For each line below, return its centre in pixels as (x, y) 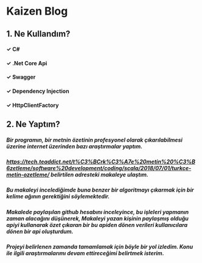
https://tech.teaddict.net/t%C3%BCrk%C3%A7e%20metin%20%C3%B (101, 161)
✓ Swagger (21, 77)
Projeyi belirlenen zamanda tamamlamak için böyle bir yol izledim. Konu (100, 247)
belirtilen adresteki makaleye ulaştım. (100, 175)
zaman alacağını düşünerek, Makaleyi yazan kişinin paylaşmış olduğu (97, 218)
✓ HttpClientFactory (33, 105)
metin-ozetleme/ (28, 175)
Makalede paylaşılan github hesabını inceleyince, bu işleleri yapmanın (98, 212)
